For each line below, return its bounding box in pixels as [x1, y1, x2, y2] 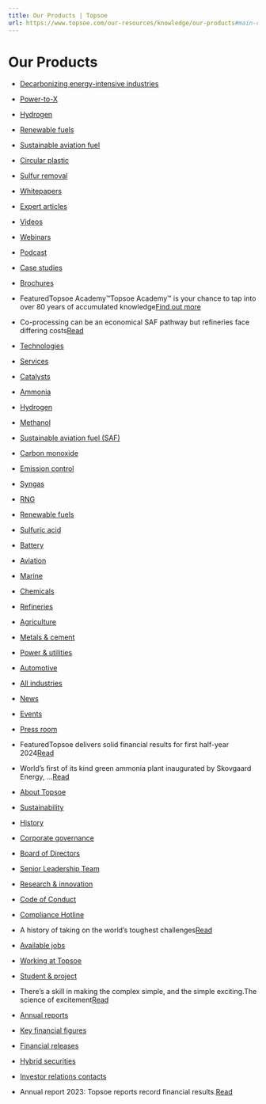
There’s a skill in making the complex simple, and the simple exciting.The [19, 987, 257, 996]
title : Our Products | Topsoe [8, 11, 108, 20]
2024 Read [19, 749, 55, 758]
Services [19, 357, 49, 366]
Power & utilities [19, 648, 73, 658]
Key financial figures [19, 1026, 87, 1035]
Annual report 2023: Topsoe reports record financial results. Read [19, 1087, 233, 1097]
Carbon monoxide [19, 449, 79, 458]
